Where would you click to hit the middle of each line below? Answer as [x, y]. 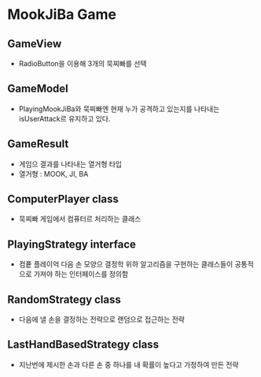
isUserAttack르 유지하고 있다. [64, 118]
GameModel [38, 89]
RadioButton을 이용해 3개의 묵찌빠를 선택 [83, 63]
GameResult [38, 144]
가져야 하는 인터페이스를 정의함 [81, 274]
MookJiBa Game [62, 15]
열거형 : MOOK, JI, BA [53, 174]
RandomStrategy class [64, 299]
